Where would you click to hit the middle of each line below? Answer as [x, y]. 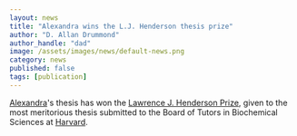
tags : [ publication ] [49, 77]
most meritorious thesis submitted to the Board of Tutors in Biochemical [144, 112]
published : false [42, 69]
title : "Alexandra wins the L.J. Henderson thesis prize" [121, 26]
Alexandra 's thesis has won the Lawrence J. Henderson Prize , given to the [148, 102]
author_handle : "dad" [50, 43]
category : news [38, 60]
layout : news [34, 18]
